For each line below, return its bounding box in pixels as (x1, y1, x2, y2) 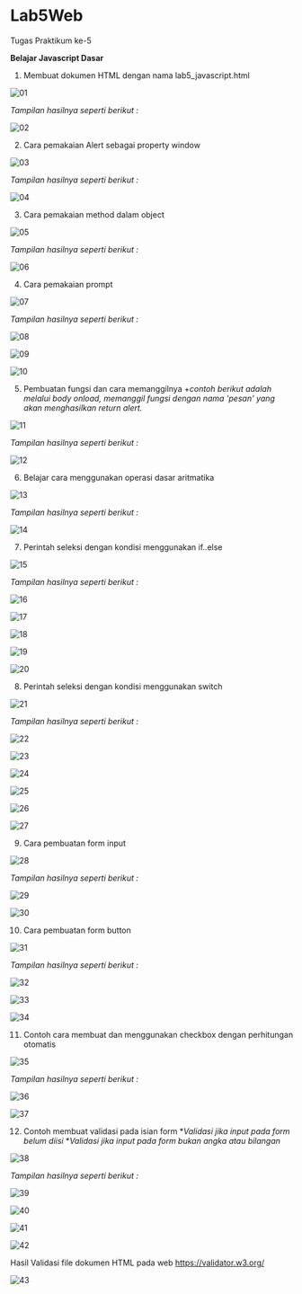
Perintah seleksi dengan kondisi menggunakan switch (22, 680, 223, 692)
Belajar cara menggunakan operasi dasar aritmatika (22, 472, 215, 483)
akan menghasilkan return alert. (22, 402, 143, 413)
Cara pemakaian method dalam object (22, 208, 164, 220)
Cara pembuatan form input (22, 838, 127, 848)
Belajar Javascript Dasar (10, 52, 104, 63)
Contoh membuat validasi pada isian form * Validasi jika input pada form (22, 1125, 290, 1137)
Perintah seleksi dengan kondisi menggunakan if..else (22, 541, 223, 553)
